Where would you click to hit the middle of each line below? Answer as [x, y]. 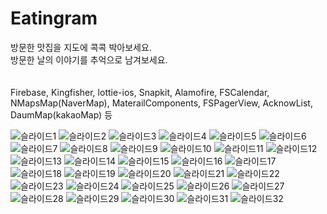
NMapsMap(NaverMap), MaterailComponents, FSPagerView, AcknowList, [161, 103]
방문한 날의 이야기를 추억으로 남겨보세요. [89, 59]
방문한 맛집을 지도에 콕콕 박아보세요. [81, 47]
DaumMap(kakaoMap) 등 [61, 114]
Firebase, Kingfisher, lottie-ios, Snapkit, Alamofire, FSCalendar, [140, 92]
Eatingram [54, 18]
